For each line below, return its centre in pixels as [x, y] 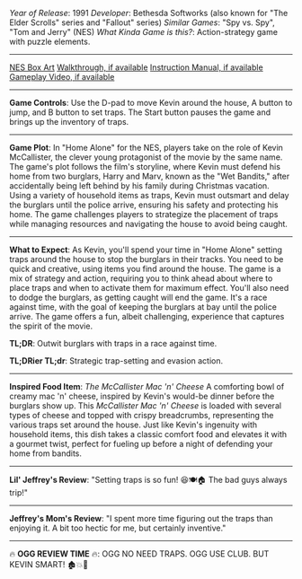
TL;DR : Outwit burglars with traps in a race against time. [113, 343]
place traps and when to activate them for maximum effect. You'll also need [149, 288]
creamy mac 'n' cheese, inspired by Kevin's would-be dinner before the [142, 396]
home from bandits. [46, 453]
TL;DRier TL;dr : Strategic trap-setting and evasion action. [116, 361]
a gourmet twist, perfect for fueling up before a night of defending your [141, 444]
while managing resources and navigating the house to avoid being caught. [148, 224]
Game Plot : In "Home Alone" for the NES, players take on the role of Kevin [146, 148]
